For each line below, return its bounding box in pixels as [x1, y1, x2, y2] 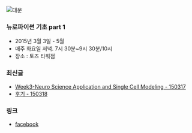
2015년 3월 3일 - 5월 [14, 38, 65, 45]
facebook [14, 120, 39, 128]
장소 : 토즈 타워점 [14, 53, 55, 60]
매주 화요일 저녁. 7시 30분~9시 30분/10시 [14, 45, 113, 52]
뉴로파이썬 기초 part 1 [6, 23, 65, 31]
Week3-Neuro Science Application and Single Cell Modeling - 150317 [14, 83, 186, 90]
